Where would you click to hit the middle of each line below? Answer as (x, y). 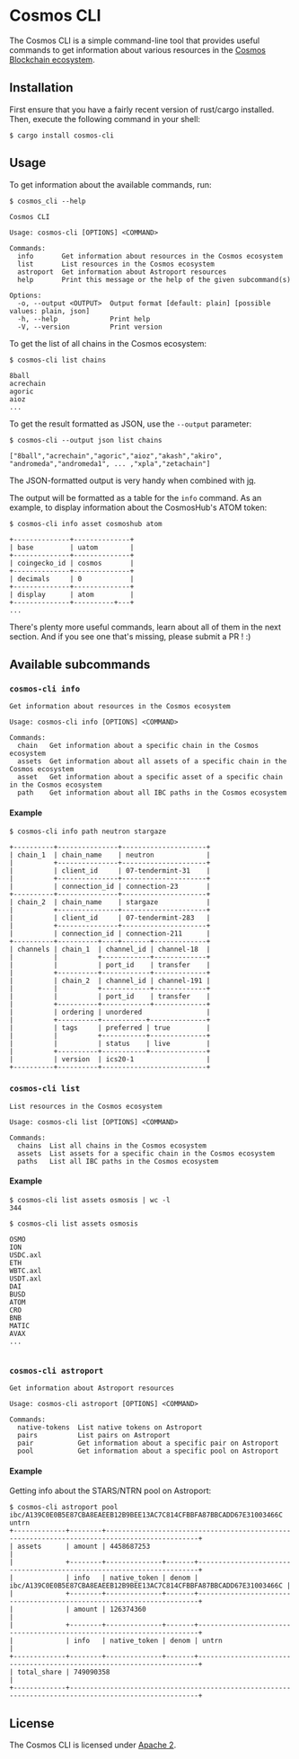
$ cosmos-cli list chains (57, 360)
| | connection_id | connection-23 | (110, 887)
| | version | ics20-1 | (110, 1060)
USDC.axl (26, 1255)
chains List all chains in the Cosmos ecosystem (112, 1146)
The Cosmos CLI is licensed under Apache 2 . (93, 1745)
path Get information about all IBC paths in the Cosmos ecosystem (152, 793)
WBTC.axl (26, 1271)
